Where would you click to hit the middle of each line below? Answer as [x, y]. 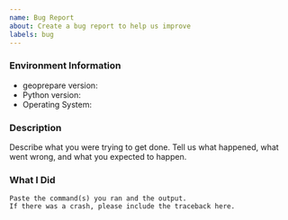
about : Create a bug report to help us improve [100, 26]
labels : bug [31, 34]
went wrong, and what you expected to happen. [98, 156]
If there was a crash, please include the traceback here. [122, 207]
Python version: [51, 94]
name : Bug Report [42, 18]
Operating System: [57, 104]
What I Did [32, 180]
